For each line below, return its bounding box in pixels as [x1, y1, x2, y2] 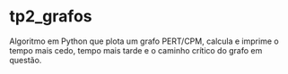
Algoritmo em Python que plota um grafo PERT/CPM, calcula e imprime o [9, 36, 280, 46]
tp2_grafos [9, 6, 92, 27]
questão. [9, 54, 42, 65]
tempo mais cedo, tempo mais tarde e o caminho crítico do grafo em [9, 45, 263, 55]
